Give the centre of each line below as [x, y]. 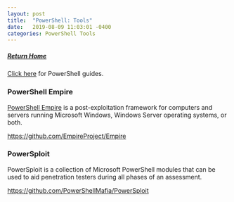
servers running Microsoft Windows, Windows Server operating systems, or [117, 115]
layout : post [26, 14]
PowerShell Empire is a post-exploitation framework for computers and [110, 107]
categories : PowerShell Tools [52, 33]
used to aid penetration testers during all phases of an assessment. [105, 177]
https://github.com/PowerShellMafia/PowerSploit [78, 190]
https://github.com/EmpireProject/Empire [67, 136]
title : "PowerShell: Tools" [50, 20]
